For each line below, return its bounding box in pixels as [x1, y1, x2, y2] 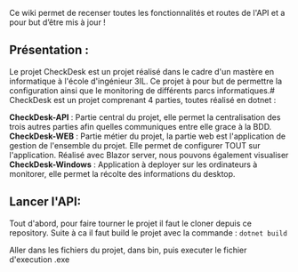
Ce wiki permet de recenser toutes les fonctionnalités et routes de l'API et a [9, 8, 286, 18]
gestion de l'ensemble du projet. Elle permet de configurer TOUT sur [9, 140, 261, 150]
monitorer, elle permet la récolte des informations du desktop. [9, 168, 236, 179]
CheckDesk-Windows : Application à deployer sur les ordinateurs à [9, 159, 258, 170]
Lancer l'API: [9, 195, 82, 210]
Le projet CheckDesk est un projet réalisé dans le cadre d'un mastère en [9, 66, 274, 76]
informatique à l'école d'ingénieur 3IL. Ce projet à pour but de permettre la [9, 76, 283, 86]
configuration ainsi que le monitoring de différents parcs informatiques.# [9, 84, 276, 96]
